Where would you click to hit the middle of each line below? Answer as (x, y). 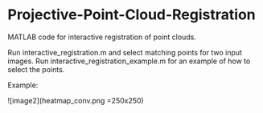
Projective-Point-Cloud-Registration (131, 15)
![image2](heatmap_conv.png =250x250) (76, 100)
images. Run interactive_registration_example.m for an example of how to (129, 61)
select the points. (36, 69)
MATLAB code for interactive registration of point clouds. (102, 37)
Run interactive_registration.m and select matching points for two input (125, 52)
